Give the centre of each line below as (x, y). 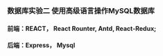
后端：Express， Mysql (41, 45)
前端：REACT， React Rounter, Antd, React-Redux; (82, 28)
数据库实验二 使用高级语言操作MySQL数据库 (81, 10)
